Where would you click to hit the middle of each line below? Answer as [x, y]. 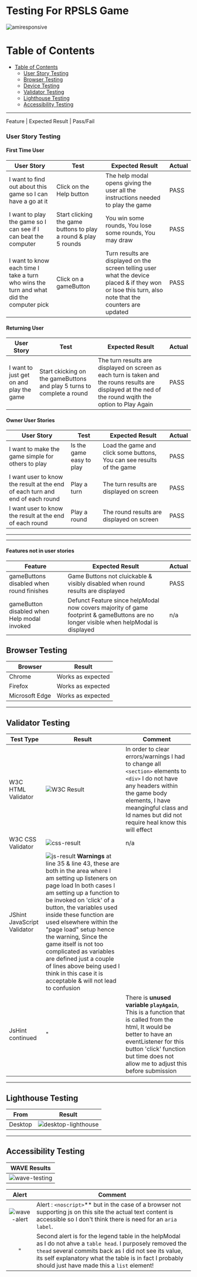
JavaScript [24, 922]
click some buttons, [130, 453]
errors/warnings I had [155, 756]
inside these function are [80, 915]
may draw [119, 240]
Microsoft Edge [30, 696]
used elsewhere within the [82, 922]
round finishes [29, 590]
